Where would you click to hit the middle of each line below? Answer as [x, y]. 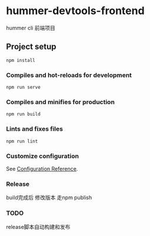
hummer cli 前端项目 [31, 28]
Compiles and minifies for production [60, 102]
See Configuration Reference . [42, 168]
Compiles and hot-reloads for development [69, 75]
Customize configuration [43, 156]
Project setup [31, 47]
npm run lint [22, 141]
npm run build [24, 114]
